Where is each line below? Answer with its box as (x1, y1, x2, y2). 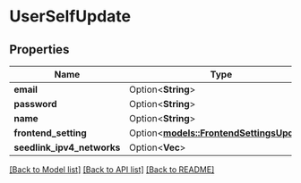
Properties (9, 42, 70, 57)
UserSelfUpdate (9, 6, 132, 27)
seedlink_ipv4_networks (13, 141, 121, 154)
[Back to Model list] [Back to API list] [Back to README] (9, 164, 215, 175)
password (13, 98, 57, 110)
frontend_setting (13, 127, 87, 139)
